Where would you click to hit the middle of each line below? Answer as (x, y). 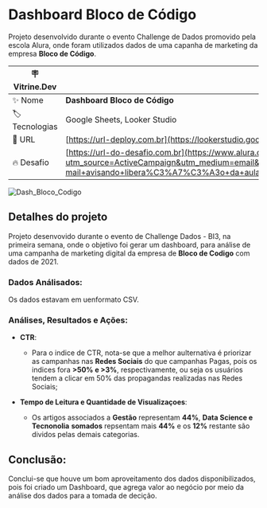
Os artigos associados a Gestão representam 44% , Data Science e (142, 418)
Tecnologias (35, 127)
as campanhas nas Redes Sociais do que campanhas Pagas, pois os (144, 361)
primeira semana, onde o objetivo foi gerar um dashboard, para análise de (130, 244)
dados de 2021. (34, 261)
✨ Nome (28, 100)
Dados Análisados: (46, 282)
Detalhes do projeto (58, 217)
